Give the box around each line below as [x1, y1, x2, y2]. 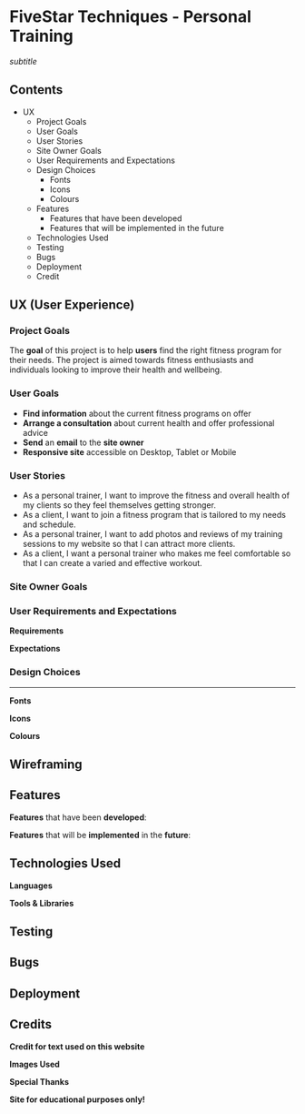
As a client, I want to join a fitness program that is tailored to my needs [22, 510, 286, 521]
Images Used [9, 1058, 61, 1069]
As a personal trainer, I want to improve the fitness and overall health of [22, 490, 290, 501]
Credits [9, 1017, 53, 1032]
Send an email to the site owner [22, 437, 144, 448]
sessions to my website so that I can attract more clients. [22, 539, 236, 550]
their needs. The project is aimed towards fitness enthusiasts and [9, 355, 254, 366]
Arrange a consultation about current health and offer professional [22, 417, 275, 429]
